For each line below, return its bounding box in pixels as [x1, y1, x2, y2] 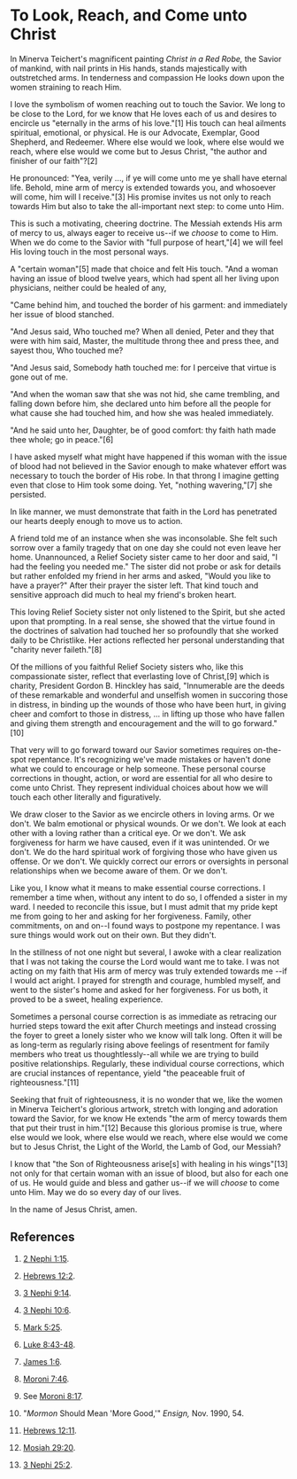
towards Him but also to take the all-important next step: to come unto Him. [10, 200, 285, 211]
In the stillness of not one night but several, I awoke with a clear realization [10, 946, 282, 958]
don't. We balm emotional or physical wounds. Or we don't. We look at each [10, 818, 286, 829]
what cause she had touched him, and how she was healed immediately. [10, 407, 274, 418]
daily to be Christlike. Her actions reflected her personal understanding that [10, 635, 286, 646]
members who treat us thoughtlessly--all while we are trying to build [10, 1048, 259, 1060]
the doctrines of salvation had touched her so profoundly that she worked [10, 625, 279, 636]
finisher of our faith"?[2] [10, 155, 98, 166]
